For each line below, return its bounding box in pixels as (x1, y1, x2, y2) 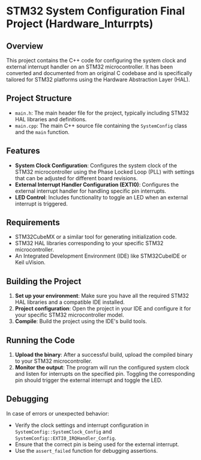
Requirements (6, 217, 60, 228)
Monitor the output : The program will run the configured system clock (14, 364, 190, 371)
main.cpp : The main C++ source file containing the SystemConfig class (14, 122, 187, 129)
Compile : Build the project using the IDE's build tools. (14, 318, 147, 325)
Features (6, 146, 40, 156)
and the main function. (14, 128, 70, 136)
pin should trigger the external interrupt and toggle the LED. (14, 377, 163, 384)
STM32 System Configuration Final (6, 4, 185, 18)
